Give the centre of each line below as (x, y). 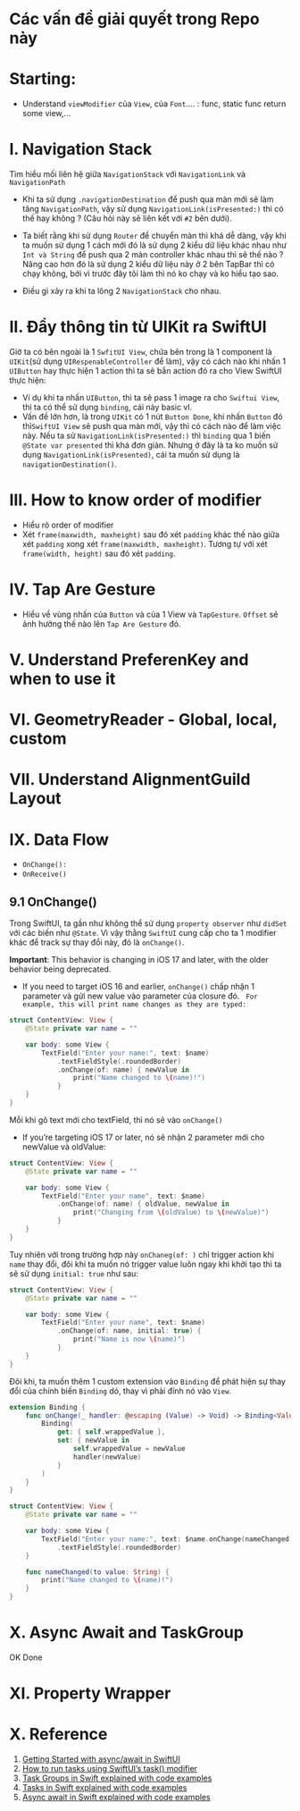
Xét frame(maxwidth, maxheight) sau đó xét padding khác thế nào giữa (150, 534)
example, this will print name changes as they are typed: (134, 1005)
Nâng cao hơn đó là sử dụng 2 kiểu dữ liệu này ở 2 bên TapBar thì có (148, 265)
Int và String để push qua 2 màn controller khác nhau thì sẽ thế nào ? (153, 255)
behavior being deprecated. (60, 969)
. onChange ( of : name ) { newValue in (123, 1070)
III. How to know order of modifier (135, 500)
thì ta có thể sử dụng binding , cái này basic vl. (107, 407)
